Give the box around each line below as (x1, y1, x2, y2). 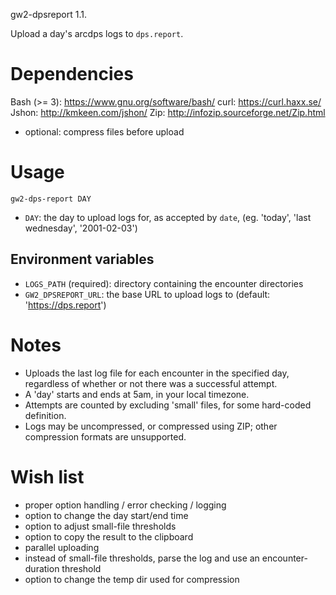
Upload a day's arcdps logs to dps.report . (10, 28, 184, 39)
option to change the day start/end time (24, 509, 189, 521)
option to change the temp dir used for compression (24, 573, 240, 585)
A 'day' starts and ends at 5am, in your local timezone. (24, 388, 250, 400)
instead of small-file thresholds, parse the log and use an (24, 552, 260, 564)
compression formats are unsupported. (24, 430, 187, 443)
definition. (24, 409, 67, 421)
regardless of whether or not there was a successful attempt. (24, 377, 278, 389)
